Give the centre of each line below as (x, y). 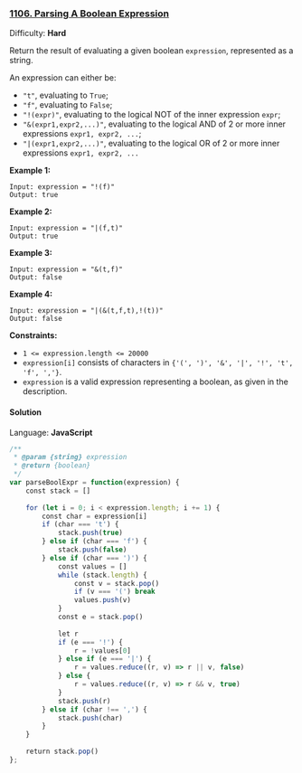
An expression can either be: (63, 78)
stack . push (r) (84, 701)
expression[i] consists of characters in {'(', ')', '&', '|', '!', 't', (158, 363)
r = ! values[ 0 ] (102, 650)
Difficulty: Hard (38, 33)
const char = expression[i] (94, 516)
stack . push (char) (90, 718)
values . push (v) (102, 600)
